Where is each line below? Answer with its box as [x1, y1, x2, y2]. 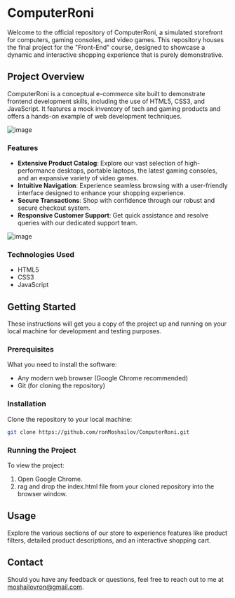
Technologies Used [7, 249, 75, 259]
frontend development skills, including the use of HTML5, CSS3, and [7, 97, 206, 105]
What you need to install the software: [7, 360, 117, 369]
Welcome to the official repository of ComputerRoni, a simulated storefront [7, 28, 223, 36]
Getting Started [7, 300, 76, 313]
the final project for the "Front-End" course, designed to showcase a [7, 43, 206, 51]
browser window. [17, 489, 68, 498]
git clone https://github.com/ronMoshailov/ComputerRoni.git [7, 428, 190, 436]
